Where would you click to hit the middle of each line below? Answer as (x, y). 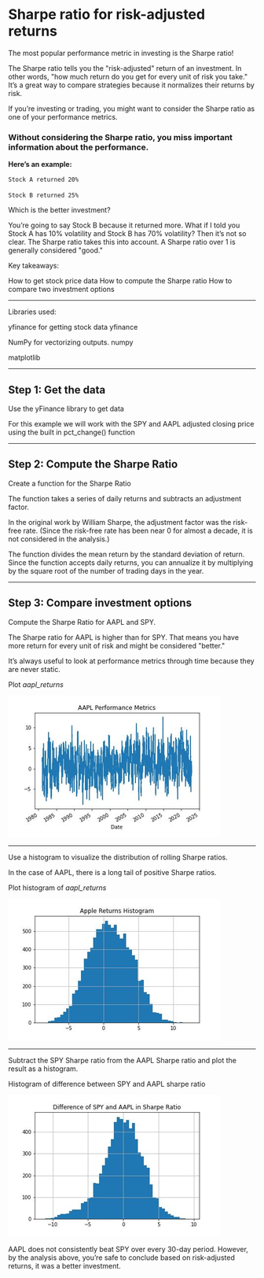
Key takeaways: (33, 266)
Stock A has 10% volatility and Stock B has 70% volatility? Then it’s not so (127, 234)
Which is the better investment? (60, 210)
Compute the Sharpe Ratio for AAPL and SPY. (82, 622)
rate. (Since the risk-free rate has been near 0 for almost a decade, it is (138, 530)
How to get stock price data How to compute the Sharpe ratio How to (120, 281)
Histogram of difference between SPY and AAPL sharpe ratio (107, 1084)
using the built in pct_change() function (71, 432)
